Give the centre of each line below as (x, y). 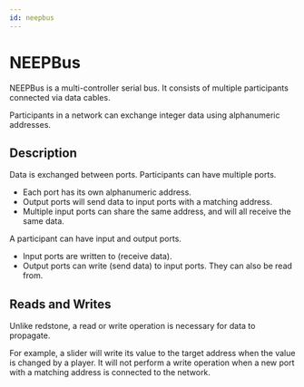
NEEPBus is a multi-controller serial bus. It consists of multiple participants (149, 88)
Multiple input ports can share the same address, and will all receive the (157, 212)
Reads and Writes (60, 304)
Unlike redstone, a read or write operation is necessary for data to (132, 326)
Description (43, 153)
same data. (44, 221)
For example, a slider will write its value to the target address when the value (152, 353)
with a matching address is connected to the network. (110, 372)
